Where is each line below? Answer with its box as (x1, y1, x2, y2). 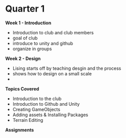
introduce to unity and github (12, 40, 73, 46)
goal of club (12, 35, 38, 41)
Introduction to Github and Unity (12, 101, 80, 107)
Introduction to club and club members (12, 29, 94, 35)
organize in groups (12, 45, 52, 52)
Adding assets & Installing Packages (12, 112, 89, 118)
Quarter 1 (5, 3, 45, 15)
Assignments (5, 127, 34, 133)
